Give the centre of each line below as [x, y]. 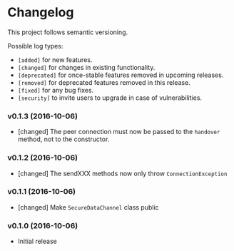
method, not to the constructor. [63, 139]
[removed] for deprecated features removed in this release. [104, 82]
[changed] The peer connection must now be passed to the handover [119, 132]
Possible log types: [35, 46]
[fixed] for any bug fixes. [56, 90]
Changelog [41, 12]
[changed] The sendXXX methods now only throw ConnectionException [122, 173]
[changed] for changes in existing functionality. [86, 67]
